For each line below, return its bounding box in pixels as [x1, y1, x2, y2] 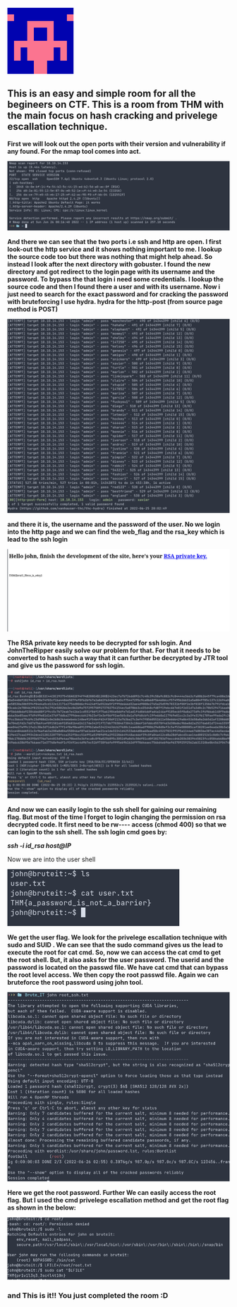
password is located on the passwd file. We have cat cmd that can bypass [7, 963, 229, 972]
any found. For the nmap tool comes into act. [7, 147, 141, 155]
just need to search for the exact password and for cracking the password [7, 290, 229, 298]
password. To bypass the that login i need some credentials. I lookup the [7, 274, 224, 283]
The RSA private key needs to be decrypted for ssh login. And [7, 638, 192, 647]
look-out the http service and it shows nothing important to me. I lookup [7, 245, 222, 253]
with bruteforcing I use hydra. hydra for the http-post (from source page [7, 297, 223, 305]
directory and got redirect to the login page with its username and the [7, 267, 215, 276]
